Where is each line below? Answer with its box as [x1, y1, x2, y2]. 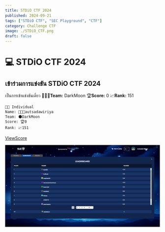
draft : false [5, 34, 32, 39]
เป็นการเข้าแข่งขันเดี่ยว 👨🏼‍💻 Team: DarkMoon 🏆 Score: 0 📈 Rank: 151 [5, 93, 134, 98]
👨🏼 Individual [5, 104, 34, 109]
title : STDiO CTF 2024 [5, 8, 52, 13]
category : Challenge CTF [5, 24, 56, 28]
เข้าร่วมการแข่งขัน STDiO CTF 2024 [5, 79, 101, 88]
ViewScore [5, 135, 27, 141]
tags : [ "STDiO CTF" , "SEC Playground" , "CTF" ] [5, 18, 102, 23]
